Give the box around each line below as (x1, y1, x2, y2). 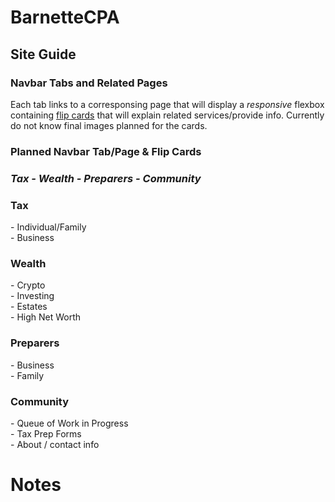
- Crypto (10, 279, 46, 291)
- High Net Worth (10, 311, 82, 323)
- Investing (10, 290, 55, 302)
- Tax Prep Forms (10, 427, 82, 440)
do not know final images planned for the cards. (10, 119, 208, 131)
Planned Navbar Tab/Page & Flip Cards (10, 144, 202, 158)
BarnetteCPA (10, 6, 120, 29)
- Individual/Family (10, 221, 87, 233)
